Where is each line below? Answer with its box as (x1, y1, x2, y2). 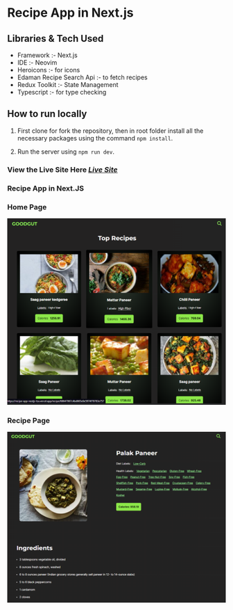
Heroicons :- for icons (17, 66, 80, 74)
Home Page (7, 202, 47, 211)
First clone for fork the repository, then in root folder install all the (17, 127, 204, 135)
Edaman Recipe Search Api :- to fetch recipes (17, 73, 148, 81)
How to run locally (7, 108, 87, 120)
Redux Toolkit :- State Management (17, 81, 119, 88)
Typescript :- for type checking (17, 88, 107, 96)
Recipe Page (7, 416, 51, 426)
